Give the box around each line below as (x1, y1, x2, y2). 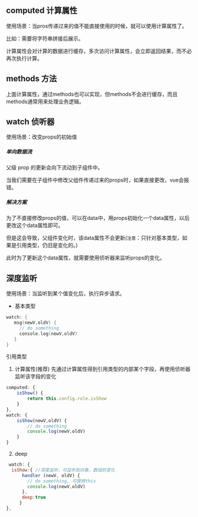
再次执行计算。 (6, 55, 42, 62)
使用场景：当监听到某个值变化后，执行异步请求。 (6, 290, 125, 297)
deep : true (21, 495, 46, 500)
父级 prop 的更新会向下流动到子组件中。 (6, 164, 103, 171)
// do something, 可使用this (27, 478, 96, 484)
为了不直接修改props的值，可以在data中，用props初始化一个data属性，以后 (6, 215, 190, 222)
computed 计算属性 (6, 5, 78, 16)
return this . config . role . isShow (27, 396, 107, 402)
